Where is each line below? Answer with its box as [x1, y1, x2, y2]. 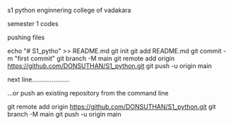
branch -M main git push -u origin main [7, 110, 121, 118]
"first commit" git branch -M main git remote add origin [14, 54, 175, 63]
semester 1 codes [7, 20, 59, 27]
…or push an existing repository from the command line [7, 89, 169, 97]
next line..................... [7, 75, 70, 84]
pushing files [7, 33, 45, 41]
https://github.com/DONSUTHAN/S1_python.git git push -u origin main [7, 62, 213, 70]
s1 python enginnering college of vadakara [7, 6, 131, 14]
